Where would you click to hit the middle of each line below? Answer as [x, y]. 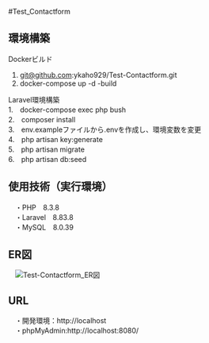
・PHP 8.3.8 [37, 207]
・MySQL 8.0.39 [44, 227]
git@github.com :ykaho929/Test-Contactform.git [98, 75]
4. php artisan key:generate [55, 139]
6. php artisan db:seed [47, 159]
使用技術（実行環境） [60, 187]
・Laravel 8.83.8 [44, 217]
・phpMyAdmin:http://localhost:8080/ [77, 331]
